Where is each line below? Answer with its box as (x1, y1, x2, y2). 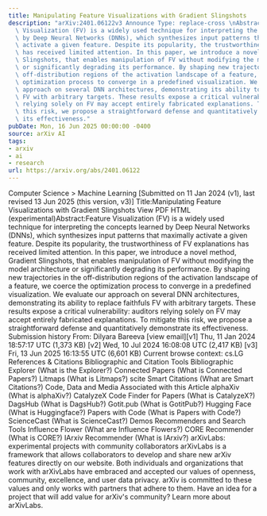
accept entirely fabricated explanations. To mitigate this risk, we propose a (8, 315, 253, 324)
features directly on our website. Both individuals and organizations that (8, 458, 244, 468)
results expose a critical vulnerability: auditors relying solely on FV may (8, 306, 241, 316)
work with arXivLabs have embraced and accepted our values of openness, (8, 467, 256, 476)
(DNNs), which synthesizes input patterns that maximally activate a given (8, 231, 248, 240)
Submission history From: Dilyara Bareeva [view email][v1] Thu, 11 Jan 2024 (8, 332, 256, 341)
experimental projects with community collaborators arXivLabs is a (8, 441, 226, 451)
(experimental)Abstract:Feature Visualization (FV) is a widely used (8, 214, 225, 223)
